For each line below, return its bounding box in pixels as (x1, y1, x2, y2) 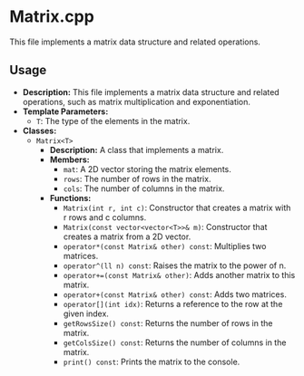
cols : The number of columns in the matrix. (63, 183, 225, 194)
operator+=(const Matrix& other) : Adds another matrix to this (63, 269, 296, 280)
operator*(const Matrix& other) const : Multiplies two (63, 240, 267, 251)
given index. (63, 308, 109, 319)
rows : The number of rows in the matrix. (63, 173, 211, 184)
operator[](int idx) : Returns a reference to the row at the (63, 298, 283, 309)
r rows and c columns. (63, 211, 147, 223)
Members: (49, 154, 90, 165)
